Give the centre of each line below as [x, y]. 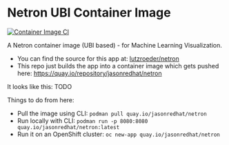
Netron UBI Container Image [89, 13]
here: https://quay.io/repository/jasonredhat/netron [89, 73]
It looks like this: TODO [40, 86]
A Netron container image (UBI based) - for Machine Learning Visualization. [114, 45]
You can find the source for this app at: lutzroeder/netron [98, 58]
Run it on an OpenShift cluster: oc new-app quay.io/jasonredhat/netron [119, 134]
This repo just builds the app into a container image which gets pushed [118, 66]
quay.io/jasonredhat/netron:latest [68, 127]
